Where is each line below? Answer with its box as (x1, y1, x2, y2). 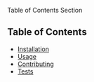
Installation (17, 45, 50, 53)
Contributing (17, 60, 54, 68)
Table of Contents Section (7, 6, 83, 14)
